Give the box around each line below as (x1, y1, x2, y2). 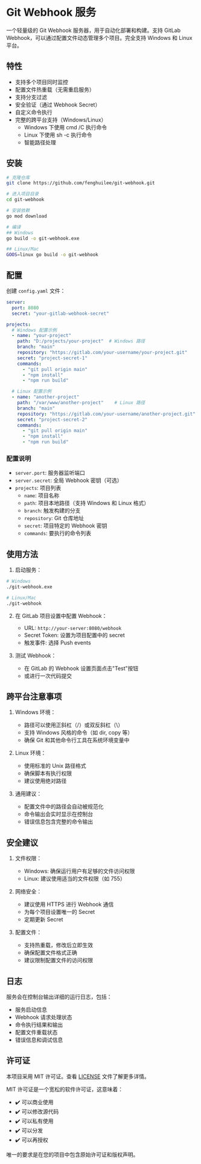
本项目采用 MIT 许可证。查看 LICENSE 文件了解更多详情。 (6, 1073, 150, 1080)
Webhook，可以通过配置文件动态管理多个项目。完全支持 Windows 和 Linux (6, 34, 193, 41)
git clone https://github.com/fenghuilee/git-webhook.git (6, 180, 155, 186)
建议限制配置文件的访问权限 (24, 957, 94, 964)
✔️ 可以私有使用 (14, 1117, 54, 1124)
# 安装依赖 (6, 208, 30, 214)
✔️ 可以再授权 (14, 1136, 48, 1143)
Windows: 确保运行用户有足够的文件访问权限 (24, 867, 135, 875)
